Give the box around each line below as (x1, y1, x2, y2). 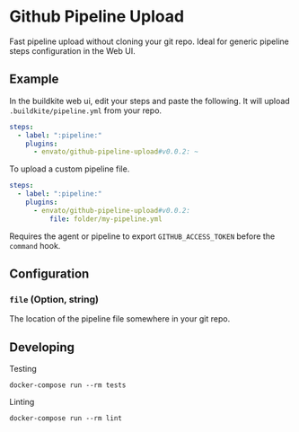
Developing (9, 339, 75, 355)
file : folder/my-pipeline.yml (48, 214, 163, 224)
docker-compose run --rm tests (9, 381, 127, 390)
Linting (9, 397, 35, 408)
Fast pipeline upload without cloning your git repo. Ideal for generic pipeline (9, 36, 289, 47)
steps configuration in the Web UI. (9, 45, 136, 56)
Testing (9, 364, 38, 375)
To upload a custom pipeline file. (9, 163, 130, 174)
